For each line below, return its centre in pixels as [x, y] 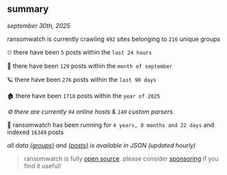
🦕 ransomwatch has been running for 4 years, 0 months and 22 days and [111, 124]
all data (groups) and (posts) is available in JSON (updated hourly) [102, 145]
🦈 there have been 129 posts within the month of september [90, 66]
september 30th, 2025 [39, 25]
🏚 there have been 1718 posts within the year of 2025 [84, 96]
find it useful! [42, 165]
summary [28, 9]
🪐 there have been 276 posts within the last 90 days [82, 79]
